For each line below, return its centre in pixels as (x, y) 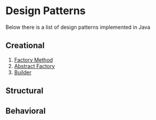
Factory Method (34, 59)
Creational (25, 46)
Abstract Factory (34, 66)
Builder (23, 72)
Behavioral (26, 111)
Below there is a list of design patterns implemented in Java (78, 27)
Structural (24, 91)
